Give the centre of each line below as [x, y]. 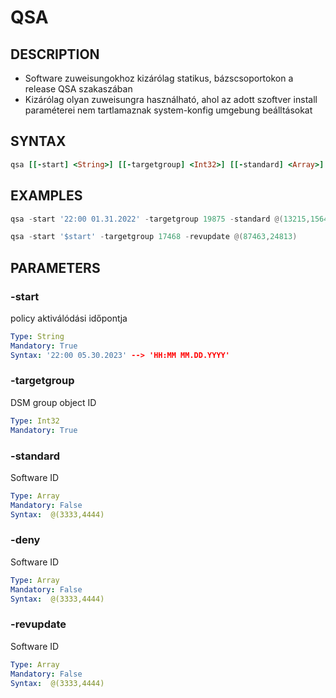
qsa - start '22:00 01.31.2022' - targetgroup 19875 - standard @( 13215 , [160, 219]
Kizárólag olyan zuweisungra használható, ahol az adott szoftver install [171, 99]
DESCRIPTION [55, 54]
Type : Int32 [35, 421]
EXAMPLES [46, 196]
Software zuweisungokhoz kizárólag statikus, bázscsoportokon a [159, 78]
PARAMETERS [55, 267]
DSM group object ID [53, 402]
